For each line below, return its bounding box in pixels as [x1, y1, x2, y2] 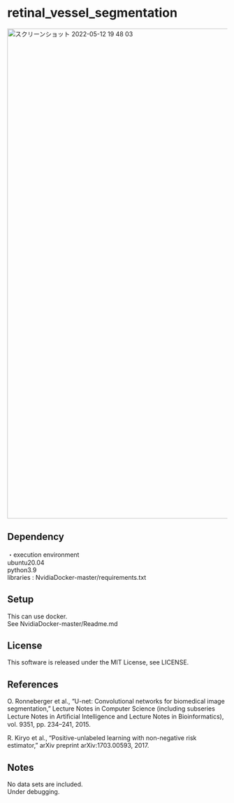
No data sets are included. [7, 780, 83, 788]
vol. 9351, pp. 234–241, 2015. [7, 720, 91, 729]
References [7, 678, 59, 690]
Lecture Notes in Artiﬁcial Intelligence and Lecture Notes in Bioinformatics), [7, 712, 224, 721]
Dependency [7, 531, 64, 543]
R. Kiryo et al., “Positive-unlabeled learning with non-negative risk [7, 734, 197, 742]
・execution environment [7, 550, 80, 559]
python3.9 [7, 565, 37, 574]
